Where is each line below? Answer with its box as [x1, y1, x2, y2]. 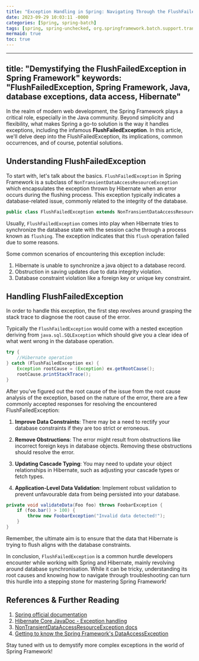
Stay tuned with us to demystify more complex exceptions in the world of [6, 641, 185, 649]
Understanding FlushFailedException [6, 156, 146, 166]
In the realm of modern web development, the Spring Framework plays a [6, 108, 183, 115]
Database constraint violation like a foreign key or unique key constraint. [14, 274, 191, 281]
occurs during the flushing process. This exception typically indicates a [6, 191, 181, 198]
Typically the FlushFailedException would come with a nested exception [6, 325, 183, 332]
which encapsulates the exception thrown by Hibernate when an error [6, 185, 176, 192]
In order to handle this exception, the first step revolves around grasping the [6, 307, 192, 314]
